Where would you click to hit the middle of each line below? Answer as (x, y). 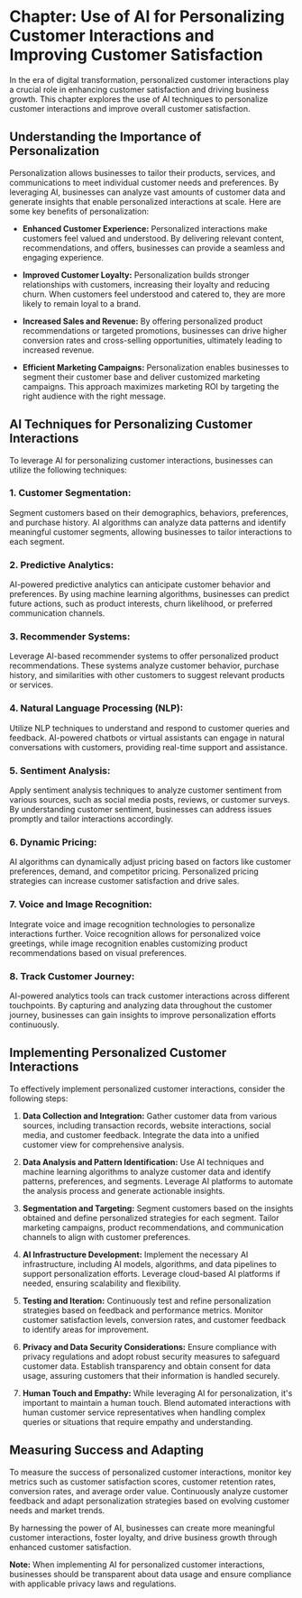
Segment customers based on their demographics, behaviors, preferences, (149, 512)
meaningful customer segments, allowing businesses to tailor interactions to (151, 532)
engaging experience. (63, 257)
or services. (32, 685)
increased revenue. (58, 350)
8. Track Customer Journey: (72, 976)
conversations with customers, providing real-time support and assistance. (149, 747)
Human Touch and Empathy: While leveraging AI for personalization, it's (157, 1393)
